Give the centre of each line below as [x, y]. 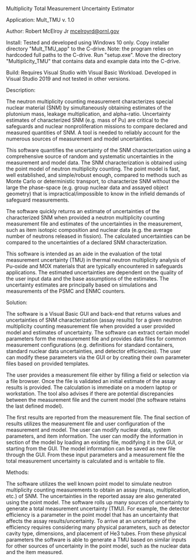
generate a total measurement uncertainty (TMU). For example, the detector [98, 508]
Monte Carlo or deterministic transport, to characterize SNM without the [93, 181]
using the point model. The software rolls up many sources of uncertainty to [98, 502]
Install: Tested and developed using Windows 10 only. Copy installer [88, 42]
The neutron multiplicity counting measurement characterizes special [90, 101]
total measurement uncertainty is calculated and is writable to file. [86, 461]
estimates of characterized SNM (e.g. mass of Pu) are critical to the [87, 120]
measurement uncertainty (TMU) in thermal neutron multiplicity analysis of [96, 260]
